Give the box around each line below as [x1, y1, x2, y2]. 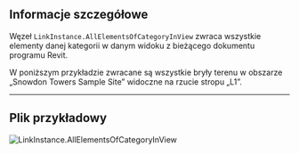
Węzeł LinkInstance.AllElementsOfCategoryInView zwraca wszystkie [9, 30, 262, 41]
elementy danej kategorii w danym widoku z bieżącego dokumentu [9, 40, 255, 51]
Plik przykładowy [9, 110, 108, 126]
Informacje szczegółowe [9, 7, 149, 22]
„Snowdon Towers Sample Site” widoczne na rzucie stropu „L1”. [9, 76, 243, 87]
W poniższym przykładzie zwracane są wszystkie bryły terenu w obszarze [9, 67, 283, 77]
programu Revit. [9, 49, 69, 61]
